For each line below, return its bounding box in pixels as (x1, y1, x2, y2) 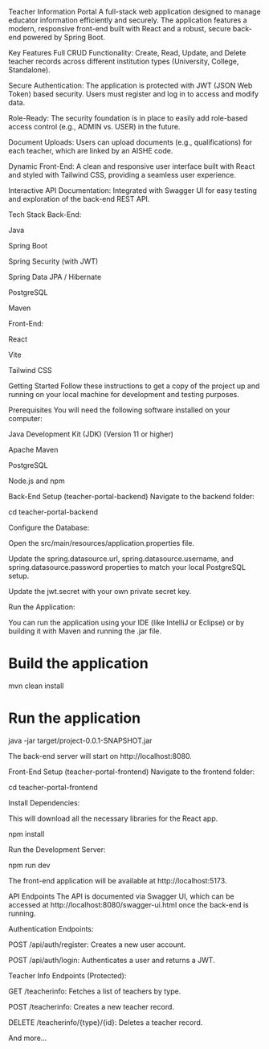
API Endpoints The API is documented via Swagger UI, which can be (8, 891, 234, 901)
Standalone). (8, 65, 51, 75)
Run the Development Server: (8, 844, 106, 854)
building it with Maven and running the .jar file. (8, 626, 162, 636)
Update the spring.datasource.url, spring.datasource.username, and (8, 554, 234, 563)
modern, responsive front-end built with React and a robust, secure (8, 24, 231, 33)
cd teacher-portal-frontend (8, 782, 98, 792)
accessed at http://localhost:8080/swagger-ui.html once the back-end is (8, 899, 249, 909)
